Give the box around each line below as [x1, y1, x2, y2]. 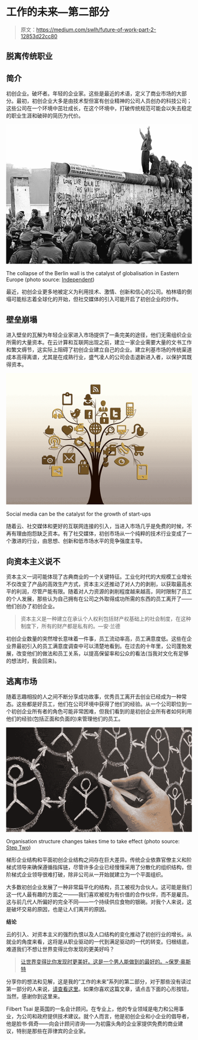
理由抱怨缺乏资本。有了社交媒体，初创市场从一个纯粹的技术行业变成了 [16, 530, 187, 537]
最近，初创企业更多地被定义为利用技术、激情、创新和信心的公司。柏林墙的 [6, 288, 187, 295]
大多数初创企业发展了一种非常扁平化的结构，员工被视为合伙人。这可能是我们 [6, 883, 192, 891]
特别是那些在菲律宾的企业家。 [16, 1028, 89, 1035]
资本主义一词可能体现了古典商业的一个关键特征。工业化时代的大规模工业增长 [6, 573, 192, 581]
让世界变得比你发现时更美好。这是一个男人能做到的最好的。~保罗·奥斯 [20, 958, 192, 966]
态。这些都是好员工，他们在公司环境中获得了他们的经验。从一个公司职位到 [6, 700, 187, 708]
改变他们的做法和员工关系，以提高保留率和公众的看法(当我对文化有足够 [16, 650, 189, 657]
